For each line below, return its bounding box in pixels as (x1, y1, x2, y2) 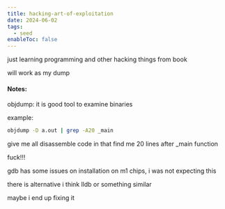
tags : (7, 23, 23, 30)
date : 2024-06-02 (7, 17, 58, 24)
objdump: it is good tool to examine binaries (7, 100, 133, 109)
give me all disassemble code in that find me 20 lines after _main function (7, 140, 218, 148)
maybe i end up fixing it (7, 194, 75, 202)
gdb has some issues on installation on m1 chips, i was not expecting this (7, 167, 217, 175)
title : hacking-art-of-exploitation (7, 10, 114, 17)
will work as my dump (7, 69, 70, 77)
